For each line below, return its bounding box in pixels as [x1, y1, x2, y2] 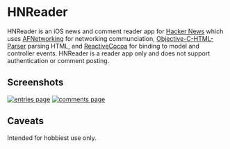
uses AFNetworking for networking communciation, [7, 34, 155, 42]
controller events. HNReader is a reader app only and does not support [7, 49, 211, 58]
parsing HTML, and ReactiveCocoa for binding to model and [27, 42, 200, 50]
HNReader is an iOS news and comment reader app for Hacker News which [7, 27, 224, 35]
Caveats [7, 115, 44, 127]
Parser [7, 42, 26, 50]
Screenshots [7, 77, 64, 89]
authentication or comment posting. [7, 56, 110, 64]
